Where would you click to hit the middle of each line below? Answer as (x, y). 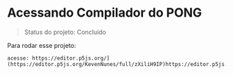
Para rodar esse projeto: (42, 45)
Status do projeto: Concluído (65, 32)
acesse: (18, 58)
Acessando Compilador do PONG (105, 13)
